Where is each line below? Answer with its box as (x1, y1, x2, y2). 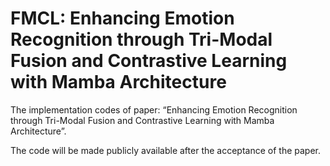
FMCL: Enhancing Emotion (10, 7, 235, 30)
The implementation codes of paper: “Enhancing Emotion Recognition (10, 103, 298, 116)
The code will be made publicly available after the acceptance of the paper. (10, 144, 322, 156)
